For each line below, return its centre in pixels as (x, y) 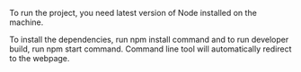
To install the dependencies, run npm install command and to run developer (149, 40)
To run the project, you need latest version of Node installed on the (133, 13)
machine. (27, 22)
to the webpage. (40, 58)
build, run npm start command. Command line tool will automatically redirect (150, 49)
